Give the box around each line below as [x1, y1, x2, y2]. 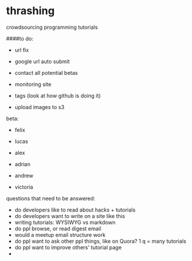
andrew [14, 172, 34, 179]
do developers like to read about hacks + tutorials [14, 206, 136, 213]
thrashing [6, 4, 55, 18]
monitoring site [14, 81, 51, 88]
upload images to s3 [14, 103, 65, 110]
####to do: [6, 35, 34, 42]
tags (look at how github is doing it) [14, 92, 101, 99]
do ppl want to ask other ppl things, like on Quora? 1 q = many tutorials [14, 237, 187, 245]
